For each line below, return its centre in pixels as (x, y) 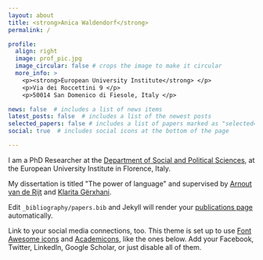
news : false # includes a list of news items (85, 109)
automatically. (31, 215)
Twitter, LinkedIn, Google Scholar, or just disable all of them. (105, 247)
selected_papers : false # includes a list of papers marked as (113, 124)
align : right (36, 52)
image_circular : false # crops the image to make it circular (119, 66)
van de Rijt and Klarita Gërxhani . (60, 192)
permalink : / (29, 30)
